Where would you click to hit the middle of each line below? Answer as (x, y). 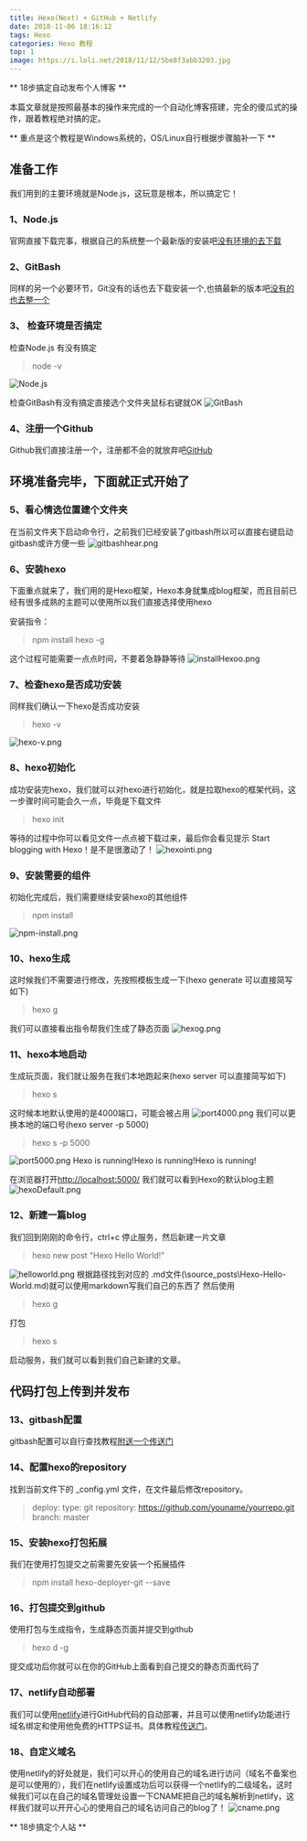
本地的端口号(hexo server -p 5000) (83, 1125)
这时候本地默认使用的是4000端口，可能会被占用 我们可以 (148, 1113)
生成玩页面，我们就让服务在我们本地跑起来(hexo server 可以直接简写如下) (148, 1076)
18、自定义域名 (42, 1751)
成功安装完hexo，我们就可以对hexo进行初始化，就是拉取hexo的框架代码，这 (153, 789)
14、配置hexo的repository (68, 1467)
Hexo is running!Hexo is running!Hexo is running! (164, 1161)
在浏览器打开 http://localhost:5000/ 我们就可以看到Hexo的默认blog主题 (142, 1180)
